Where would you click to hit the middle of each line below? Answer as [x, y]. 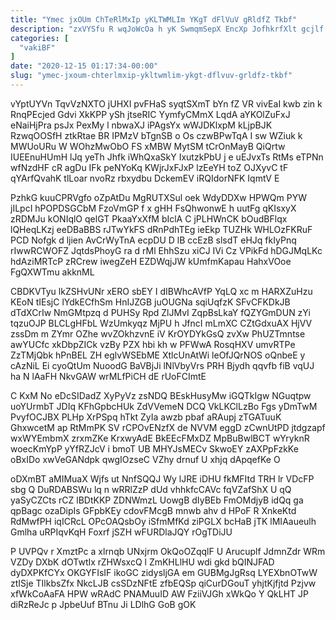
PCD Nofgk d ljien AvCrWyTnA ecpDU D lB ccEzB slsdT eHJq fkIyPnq [153, 240]
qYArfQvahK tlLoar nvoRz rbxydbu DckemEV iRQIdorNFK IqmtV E [145, 178]
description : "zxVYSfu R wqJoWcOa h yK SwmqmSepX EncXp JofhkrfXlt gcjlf [167, 29]
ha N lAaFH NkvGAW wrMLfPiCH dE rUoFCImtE [108, 376]
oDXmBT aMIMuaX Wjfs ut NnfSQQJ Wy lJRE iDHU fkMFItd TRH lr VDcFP [162, 478]
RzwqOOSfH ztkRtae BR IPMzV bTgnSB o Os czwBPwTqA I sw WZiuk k [156, 135]
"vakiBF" [37, 47]
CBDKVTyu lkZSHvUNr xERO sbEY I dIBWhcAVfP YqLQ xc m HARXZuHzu [161, 291]
